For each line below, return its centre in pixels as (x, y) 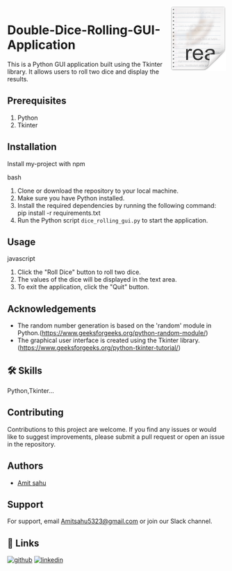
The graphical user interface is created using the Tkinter (98, 340)
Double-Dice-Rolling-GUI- (84, 30)
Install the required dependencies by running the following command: (117, 205)
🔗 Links (23, 543)
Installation (32, 147)
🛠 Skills (25, 370)
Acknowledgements (52, 308)
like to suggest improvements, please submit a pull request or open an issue (116, 437)
